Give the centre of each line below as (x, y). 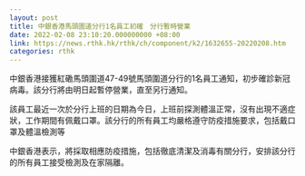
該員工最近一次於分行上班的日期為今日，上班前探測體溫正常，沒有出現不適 (148, 109)
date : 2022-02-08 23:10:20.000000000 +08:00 (95, 34)
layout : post (34, 18)
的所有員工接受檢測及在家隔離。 (69, 162)
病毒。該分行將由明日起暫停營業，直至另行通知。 (101, 90)
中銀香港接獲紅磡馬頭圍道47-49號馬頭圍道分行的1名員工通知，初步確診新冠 (150, 79)
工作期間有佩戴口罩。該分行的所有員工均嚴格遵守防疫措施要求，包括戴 (156, 121)
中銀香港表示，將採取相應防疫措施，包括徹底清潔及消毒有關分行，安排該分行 (152, 152)
